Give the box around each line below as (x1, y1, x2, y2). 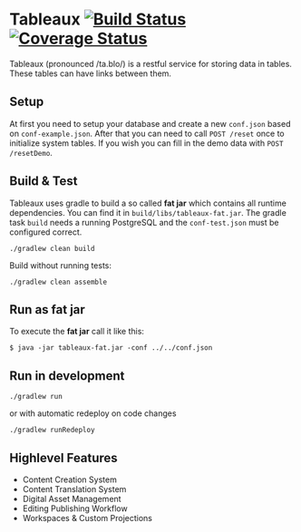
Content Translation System (22, 484, 127, 494)
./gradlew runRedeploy (9, 426, 95, 435)
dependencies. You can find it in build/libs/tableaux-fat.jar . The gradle (9, 207, 287, 218)
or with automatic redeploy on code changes (9, 408, 177, 419)
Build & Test (9, 173, 78, 189)
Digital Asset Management (22, 494, 121, 504)
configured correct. (9, 227, 83, 237)
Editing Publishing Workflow (22, 503, 129, 514)
